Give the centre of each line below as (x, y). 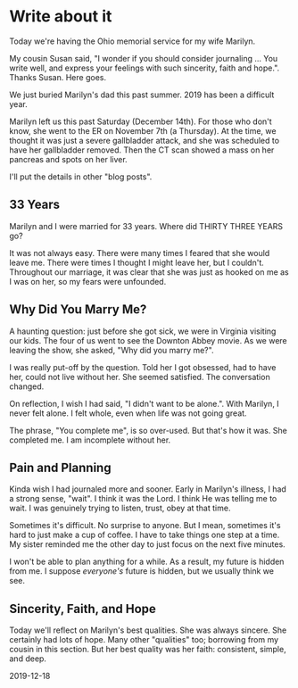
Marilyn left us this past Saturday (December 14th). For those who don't (141, 121)
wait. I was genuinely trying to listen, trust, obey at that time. (120, 508)
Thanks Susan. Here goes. (58, 77)
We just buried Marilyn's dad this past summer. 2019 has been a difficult (142, 95)
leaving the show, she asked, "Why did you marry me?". (112, 350)
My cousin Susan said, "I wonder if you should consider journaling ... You (144, 58)
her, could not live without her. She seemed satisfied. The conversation (140, 377)
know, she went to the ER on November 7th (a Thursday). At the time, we (143, 130)
